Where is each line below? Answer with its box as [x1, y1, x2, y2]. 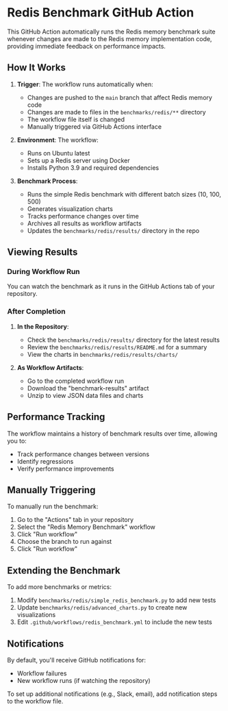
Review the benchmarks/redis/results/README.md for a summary [27, 342, 207, 351]
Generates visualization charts [27, 204, 113, 213]
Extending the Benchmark [7, 564, 121, 576]
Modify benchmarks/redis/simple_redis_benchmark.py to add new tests [16, 596, 216, 604]
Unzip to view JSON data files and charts [27, 391, 144, 399]
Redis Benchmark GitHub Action [7, 5, 194, 21]
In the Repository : [16, 322, 69, 330]
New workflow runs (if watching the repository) [16, 676, 151, 684]
